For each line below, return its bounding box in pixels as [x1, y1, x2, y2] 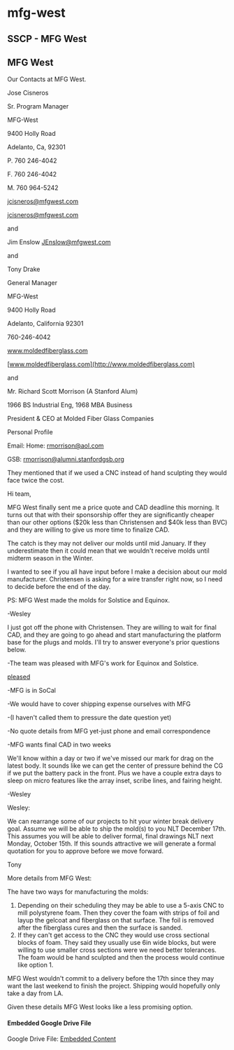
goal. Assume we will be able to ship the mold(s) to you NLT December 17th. [7, 824, 226, 833]
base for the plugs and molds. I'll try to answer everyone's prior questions [7, 638, 220, 647]
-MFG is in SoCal [7, 686, 56, 695]
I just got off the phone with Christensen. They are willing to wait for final [7, 623, 217, 632]
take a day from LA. [7, 989, 64, 997]
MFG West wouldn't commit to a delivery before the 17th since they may [7, 974, 214, 983]
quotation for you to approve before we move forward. [7, 847, 164, 855]
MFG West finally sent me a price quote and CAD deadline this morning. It [7, 503, 220, 512]
